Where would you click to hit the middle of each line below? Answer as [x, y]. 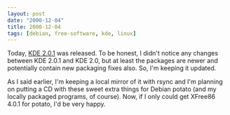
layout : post [26, 14]
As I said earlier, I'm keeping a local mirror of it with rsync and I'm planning [115, 82]
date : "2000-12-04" [36, 20]
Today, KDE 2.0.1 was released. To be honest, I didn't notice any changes [113, 53]
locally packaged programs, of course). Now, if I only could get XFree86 [111, 97]
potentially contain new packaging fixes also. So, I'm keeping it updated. [112, 68]
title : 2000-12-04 [34, 27]
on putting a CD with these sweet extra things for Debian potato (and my [112, 89]
